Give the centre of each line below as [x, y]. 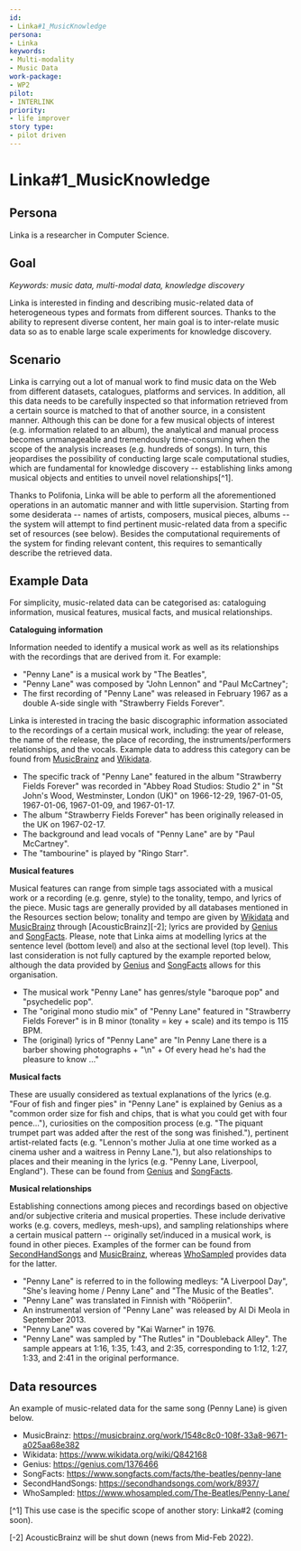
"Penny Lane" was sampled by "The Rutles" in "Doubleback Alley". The [155, 1339]
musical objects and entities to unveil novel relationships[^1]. [122, 477]
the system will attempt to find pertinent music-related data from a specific [148, 524]
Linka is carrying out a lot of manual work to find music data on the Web [143, 381]
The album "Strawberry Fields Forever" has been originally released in [153, 815]
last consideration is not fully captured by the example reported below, [141, 956]
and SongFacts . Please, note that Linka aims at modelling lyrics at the [138, 937]
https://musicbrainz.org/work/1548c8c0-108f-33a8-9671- [181, 1435]
